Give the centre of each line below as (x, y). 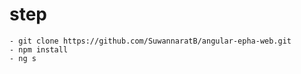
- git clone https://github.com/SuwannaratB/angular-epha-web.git (150, 41)
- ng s (23, 58)
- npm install (39, 49)
